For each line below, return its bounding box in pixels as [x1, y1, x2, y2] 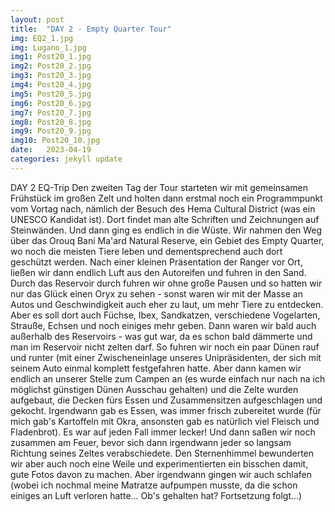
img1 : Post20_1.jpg [10, 52, 92, 62]
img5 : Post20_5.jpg [10, 89, 92, 99]
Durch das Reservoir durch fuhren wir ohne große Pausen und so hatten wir [10, 277, 323, 289]
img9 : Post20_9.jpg [10, 126, 92, 136]
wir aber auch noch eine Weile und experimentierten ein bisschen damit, [10, 457, 309, 470]
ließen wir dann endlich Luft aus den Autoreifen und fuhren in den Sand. [10, 266, 307, 278]
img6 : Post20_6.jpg [10, 98, 92, 108]
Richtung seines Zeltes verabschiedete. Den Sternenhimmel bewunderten [10, 447, 315, 459]
